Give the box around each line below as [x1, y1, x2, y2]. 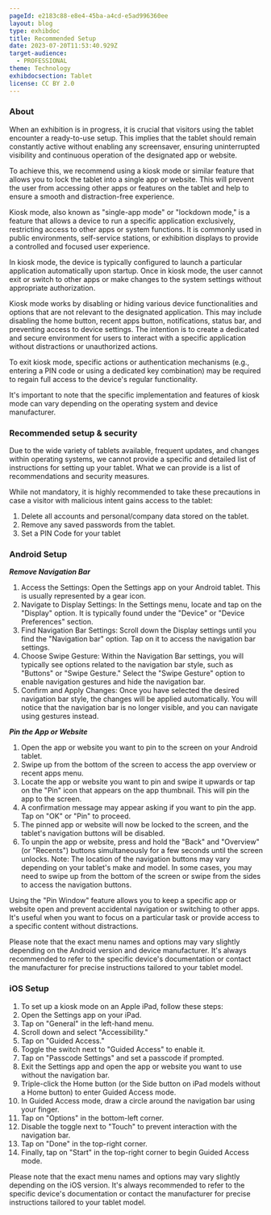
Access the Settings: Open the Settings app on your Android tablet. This [20, 582, 261, 592]
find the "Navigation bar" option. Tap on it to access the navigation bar [20, 634, 256, 644]
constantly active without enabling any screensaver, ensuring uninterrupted [9, 141, 261, 151]
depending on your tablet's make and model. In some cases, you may [20, 863, 252, 872]
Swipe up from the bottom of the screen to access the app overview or [20, 760, 256, 770]
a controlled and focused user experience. [9, 242, 150, 251]
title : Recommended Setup [9, 34, 96, 43]
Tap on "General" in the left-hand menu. [20, 1019, 154, 1028]
